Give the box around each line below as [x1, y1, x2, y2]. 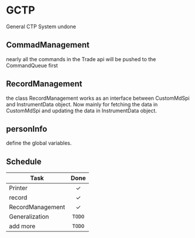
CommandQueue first [6, 62, 59, 69]
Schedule [6, 156, 42, 166]
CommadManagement [6, 40, 90, 50]
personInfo [6, 124, 47, 134]
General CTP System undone [6, 23, 76, 30]
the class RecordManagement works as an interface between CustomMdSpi [6, 95, 190, 102]
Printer [9, 184, 28, 192]
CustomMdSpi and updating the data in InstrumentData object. [6, 107, 157, 114]
